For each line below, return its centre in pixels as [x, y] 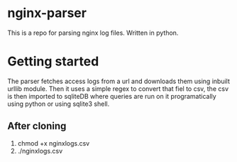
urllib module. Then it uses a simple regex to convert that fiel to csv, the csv [118, 88]
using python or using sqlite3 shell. [59, 104]
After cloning [37, 126]
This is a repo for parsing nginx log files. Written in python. [93, 33]
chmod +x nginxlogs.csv [54, 143]
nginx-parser [47, 13]
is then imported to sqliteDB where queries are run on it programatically [112, 96]
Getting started [53, 61]
